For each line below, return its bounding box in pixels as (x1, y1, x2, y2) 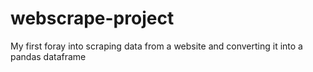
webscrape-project (10, 7, 175, 30)
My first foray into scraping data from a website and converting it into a (10, 40, 303, 52)
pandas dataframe (10, 50, 87, 62)
